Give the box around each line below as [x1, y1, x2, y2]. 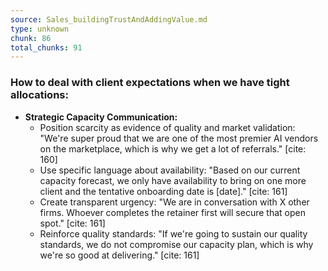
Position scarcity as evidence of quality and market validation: [39, 121, 296, 133]
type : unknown [10, 24, 70, 34]
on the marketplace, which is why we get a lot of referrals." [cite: [39, 142, 307, 155]
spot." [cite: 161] [39, 217, 106, 229]
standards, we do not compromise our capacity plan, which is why [39, 238, 314, 250]
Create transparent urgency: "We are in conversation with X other [39, 196, 310, 208]
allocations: [10, 88, 69, 102]
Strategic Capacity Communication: [24, 111, 178, 123]
